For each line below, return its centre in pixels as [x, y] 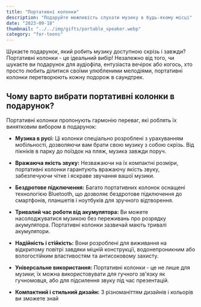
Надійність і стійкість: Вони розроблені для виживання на [91, 243]
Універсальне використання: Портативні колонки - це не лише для [103, 267]
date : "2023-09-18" [31, 23]
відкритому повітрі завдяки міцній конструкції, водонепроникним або [105, 249]
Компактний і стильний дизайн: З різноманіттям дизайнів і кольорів [104, 292]
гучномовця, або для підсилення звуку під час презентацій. [92, 280]
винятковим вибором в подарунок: [51, 126]
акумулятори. [32, 231]
